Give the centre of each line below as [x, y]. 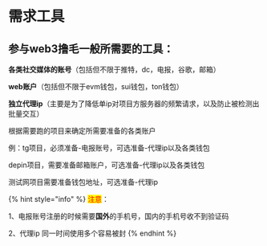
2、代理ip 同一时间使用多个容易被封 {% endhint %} [93, 233]
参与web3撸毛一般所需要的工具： [91, 49]
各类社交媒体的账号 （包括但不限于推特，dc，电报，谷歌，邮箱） [114, 70]
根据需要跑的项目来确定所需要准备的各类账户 [82, 131]
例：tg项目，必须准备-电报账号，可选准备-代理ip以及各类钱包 [109, 148]
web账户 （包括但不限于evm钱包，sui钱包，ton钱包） [96, 86]
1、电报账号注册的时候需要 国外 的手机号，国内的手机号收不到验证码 [119, 216]
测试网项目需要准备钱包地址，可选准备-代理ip [83, 182]
